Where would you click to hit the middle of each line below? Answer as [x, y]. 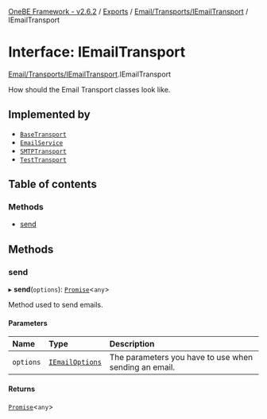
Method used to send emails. [56, 305]
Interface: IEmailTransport [97, 52]
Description [132, 344]
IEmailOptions [75, 362]
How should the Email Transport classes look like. [89, 89]
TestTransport [43, 160]
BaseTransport [43, 135]
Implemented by [49, 115]
